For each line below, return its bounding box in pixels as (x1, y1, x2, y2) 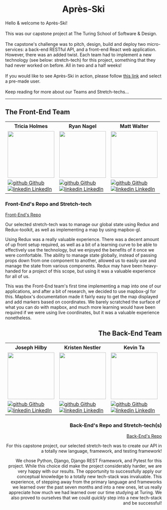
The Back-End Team (98, 329, 162, 338)
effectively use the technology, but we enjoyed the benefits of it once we (5, 247, 155, 253)
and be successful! (123, 500, 162, 506)
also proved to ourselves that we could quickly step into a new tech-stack (10, 495, 162, 501)
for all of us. (5, 273, 30, 279)
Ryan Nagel (69, 123, 97, 129)
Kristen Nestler (64, 344, 101, 351)
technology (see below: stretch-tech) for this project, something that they (5, 57, 156, 63)
